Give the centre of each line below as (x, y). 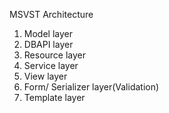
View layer (45, 76)
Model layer (48, 33)
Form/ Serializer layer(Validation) (91, 87)
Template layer (54, 97)
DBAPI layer (48, 44)
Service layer (51, 65)
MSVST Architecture (51, 14)
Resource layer (55, 55)
